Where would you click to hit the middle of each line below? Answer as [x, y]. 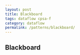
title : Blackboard [24, 14]
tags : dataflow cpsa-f [28, 18]
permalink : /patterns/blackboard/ [40, 28]
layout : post [18, 9]
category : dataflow [25, 23]
